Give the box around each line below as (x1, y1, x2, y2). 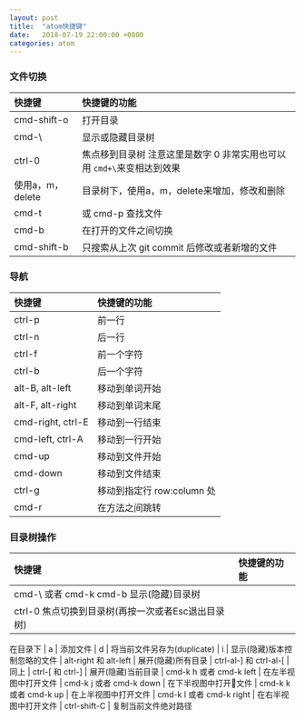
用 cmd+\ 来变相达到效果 (81, 161, 181, 174)
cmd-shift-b (14, 240, 69, 253)
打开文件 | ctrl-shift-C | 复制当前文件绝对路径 (25, 701, 192, 712)
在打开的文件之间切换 (81, 224, 173, 236)
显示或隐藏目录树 (81, 131, 155, 144)
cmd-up (14, 449, 50, 462)
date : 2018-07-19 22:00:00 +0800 (9, 30, 144, 39)
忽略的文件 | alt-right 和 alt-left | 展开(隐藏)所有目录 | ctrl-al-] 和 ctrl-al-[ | (16, 655, 290, 666)
